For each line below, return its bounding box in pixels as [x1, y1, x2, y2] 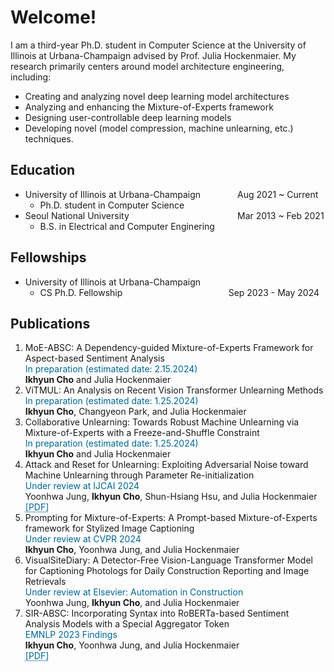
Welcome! [10, 6, 97, 29]
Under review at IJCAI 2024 [24, 480, 140, 492]
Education [10, 162, 76, 179]
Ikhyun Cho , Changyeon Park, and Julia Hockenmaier [24, 406, 247, 418]
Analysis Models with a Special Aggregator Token [24, 618, 230, 630]
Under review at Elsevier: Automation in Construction [24, 586, 244, 598]
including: [10, 71, 52, 83]
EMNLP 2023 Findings [24, 629, 118, 641]
